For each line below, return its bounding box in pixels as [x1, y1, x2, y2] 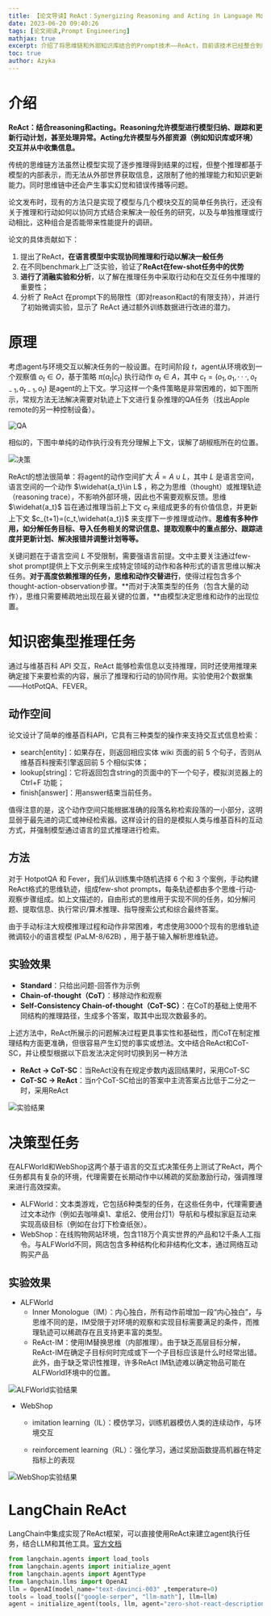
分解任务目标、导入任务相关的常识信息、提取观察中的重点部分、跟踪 [29, 524, 256, 534]
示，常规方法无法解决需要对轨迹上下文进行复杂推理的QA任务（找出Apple [8, 395, 250, 405]
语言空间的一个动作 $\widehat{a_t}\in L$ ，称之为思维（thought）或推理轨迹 [8, 482, 262, 492]
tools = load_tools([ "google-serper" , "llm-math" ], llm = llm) [8, 1593, 219, 1601]
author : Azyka [8, 57, 56, 65]
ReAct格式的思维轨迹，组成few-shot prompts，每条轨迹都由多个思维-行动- [8, 884, 256, 893]
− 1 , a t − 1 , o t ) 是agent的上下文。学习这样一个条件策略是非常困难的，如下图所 [8, 383, 259, 395]
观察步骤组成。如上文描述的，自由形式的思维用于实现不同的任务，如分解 [8, 894, 248, 904]
